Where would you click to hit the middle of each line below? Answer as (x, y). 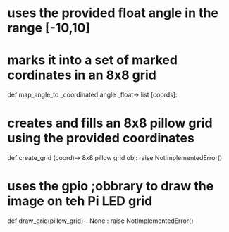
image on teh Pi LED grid (80, 201)
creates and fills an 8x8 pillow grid (110, 123)
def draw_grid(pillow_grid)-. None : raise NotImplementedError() (100, 221)
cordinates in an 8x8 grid (82, 75)
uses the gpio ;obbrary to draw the (111, 187)
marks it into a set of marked (93, 60)
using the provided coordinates (101, 138)
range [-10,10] (49, 28)
